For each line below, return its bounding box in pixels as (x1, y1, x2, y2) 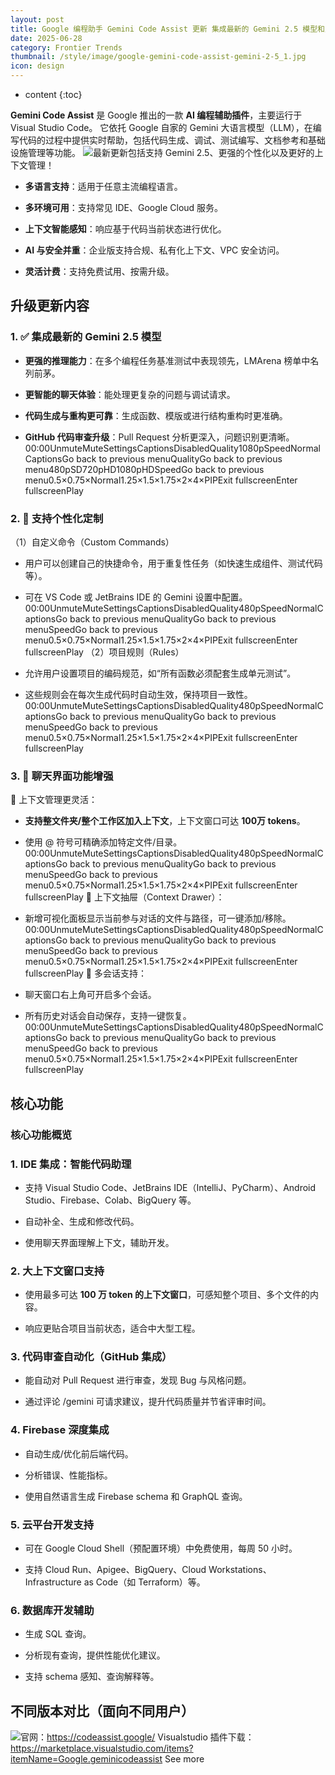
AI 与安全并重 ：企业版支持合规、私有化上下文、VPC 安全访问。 (24, 244, 285, 256)
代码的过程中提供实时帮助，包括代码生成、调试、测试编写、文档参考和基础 (18, 134, 326, 146)
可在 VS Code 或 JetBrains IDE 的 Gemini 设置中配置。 (24, 591, 248, 603)
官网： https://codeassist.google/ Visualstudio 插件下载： (20, 1731, 255, 1743)
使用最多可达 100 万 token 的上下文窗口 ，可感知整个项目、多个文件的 (24, 1289, 311, 1301)
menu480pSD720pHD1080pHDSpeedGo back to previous (24, 463, 265, 475)
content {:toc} (24, 89, 83, 100)
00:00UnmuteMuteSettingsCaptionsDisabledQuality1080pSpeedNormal (24, 442, 321, 454)
